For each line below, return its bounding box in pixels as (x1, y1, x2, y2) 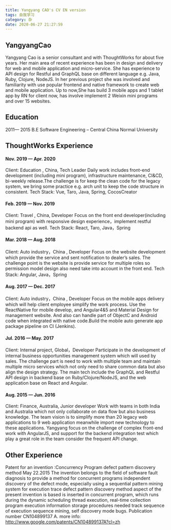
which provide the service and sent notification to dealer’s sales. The (5, 254, 151, 261)
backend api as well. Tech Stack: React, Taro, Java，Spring (5, 224, 131, 231)
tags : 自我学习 (5, 12, 35, 17)
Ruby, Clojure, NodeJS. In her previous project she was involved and (5, 76, 150, 83)
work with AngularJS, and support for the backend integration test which (5, 430, 159, 437)
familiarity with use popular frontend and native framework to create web (5, 82, 160, 88)
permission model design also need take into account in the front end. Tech (5, 265, 165, 271)
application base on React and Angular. (5, 380, 88, 386)
